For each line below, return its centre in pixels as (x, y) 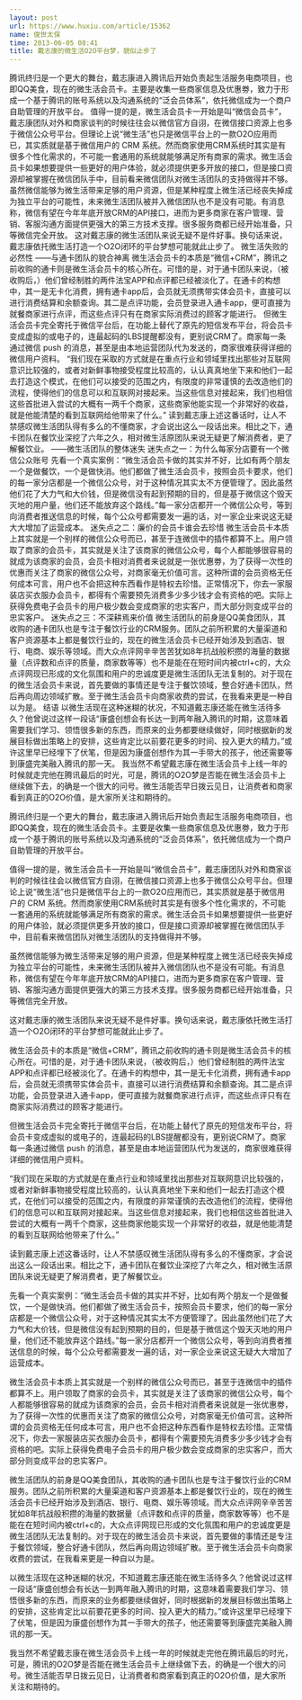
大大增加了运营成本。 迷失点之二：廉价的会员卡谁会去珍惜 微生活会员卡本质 (149, 528)
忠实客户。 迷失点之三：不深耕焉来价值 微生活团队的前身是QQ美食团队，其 (147, 618)
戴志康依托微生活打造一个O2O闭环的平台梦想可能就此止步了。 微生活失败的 (149, 246)
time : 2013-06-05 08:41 (54, 43)
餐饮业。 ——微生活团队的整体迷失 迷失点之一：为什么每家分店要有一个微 (153, 449)
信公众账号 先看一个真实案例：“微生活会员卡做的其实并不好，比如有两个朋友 (150, 461)
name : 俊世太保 (35, 34)
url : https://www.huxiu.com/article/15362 (90, 26)
